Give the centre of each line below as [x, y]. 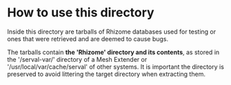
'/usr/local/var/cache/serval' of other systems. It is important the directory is [115, 66]
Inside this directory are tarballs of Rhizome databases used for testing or [112, 32]
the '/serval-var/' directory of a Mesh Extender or [77, 59]
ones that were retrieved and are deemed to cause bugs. [88, 38]
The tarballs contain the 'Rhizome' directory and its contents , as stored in [113, 52]
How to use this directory [81, 13]
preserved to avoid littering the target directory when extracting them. [106, 74]
